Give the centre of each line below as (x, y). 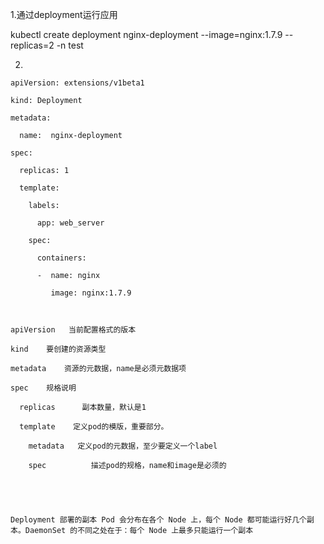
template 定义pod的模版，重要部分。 (94, 427)
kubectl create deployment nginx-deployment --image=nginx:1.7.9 (146, 34)
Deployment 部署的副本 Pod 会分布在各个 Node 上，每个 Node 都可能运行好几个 (158, 520)
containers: (61, 258)
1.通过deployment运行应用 (64, 14)
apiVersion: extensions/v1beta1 (77, 83)
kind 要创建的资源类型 (58, 349)
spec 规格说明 (43, 388)
